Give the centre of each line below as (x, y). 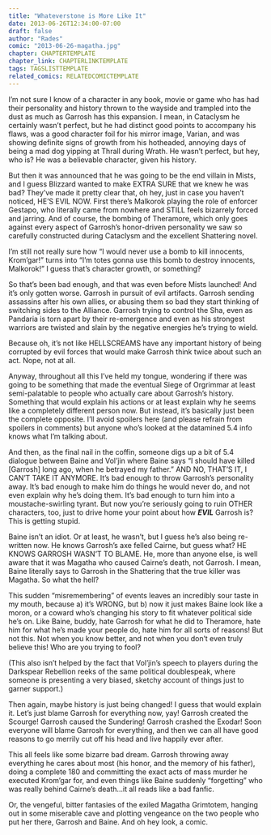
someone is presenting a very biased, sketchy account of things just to (126, 680)
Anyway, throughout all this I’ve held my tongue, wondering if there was (128, 376)
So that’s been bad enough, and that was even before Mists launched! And (133, 284)
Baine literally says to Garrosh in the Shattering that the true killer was (125, 571)
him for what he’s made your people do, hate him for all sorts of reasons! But (136, 630)
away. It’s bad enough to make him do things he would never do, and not (129, 486)
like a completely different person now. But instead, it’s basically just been (131, 410)
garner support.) (36, 688)
